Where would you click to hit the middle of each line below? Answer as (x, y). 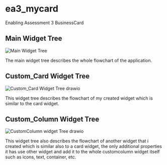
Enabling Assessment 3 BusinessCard (45, 23)
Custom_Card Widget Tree (48, 76)
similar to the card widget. (32, 103)
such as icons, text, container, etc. (41, 157)
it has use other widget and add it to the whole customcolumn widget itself (82, 152)
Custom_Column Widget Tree (52, 119)
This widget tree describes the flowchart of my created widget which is (79, 98)
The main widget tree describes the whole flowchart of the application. (79, 60)
